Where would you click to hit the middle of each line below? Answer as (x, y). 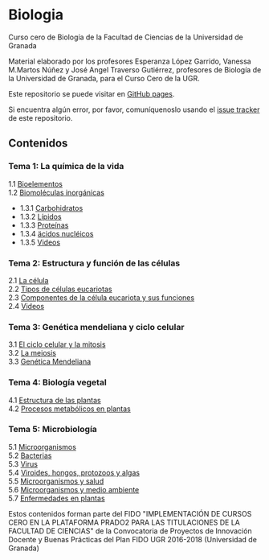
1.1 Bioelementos (35, 183)
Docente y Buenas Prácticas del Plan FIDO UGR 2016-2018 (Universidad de (132, 539)
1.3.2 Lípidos (41, 216)
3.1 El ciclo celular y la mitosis (57, 344)
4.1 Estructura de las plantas (55, 400)
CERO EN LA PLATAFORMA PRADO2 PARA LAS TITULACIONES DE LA (124, 522)
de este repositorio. (41, 117)
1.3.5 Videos (40, 242)
